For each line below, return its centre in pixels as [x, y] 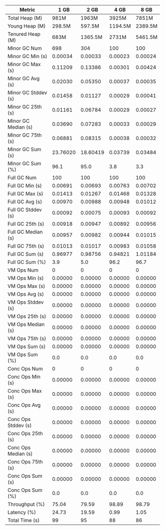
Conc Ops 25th [25, 433]
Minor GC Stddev [27, 92]
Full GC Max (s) [25, 194]
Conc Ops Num [25, 369]
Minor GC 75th [25, 135]
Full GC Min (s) [25, 186]
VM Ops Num [23, 270]
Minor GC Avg [24, 78]
